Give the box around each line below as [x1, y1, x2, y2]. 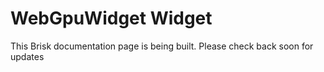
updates [10, 50, 45, 62]
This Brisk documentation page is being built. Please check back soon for [10, 40, 314, 52]
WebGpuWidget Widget [10, 7, 213, 30]
